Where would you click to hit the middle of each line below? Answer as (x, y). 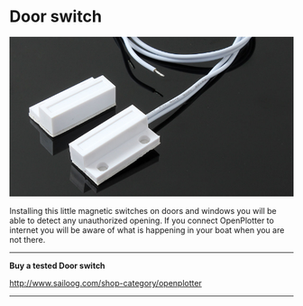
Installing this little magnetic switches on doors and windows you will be (143, 211)
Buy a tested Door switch (57, 266)
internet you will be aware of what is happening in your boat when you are (147, 230)
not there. (28, 240)
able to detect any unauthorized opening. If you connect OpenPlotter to (142, 221)
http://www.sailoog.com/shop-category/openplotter (106, 283)
